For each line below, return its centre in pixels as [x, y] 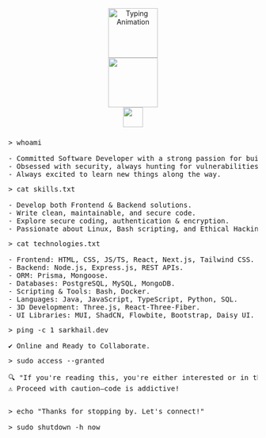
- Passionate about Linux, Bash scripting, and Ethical [119, 229]
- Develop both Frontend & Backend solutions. [100, 205]
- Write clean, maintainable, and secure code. [102, 213]
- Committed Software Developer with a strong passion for [125, 158]
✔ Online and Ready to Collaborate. [79, 346]
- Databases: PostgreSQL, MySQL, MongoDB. [92, 283]
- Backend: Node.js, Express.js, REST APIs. [96, 267]
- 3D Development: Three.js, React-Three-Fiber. [104, 307]
